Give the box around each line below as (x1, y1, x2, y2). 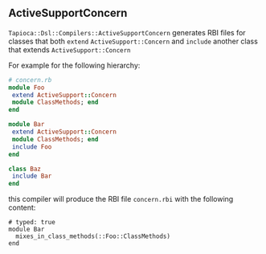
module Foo (8, 84, 45, 92)
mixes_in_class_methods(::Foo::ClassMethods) (15, 232, 171, 240)
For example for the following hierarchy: (8, 60, 141, 70)
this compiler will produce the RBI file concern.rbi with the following (8, 195, 234, 204)
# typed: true (8, 219, 56, 227)
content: (8, 203, 36, 212)
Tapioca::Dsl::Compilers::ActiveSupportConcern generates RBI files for (8, 27, 247, 37)
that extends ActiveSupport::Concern (8, 44, 131, 55)
